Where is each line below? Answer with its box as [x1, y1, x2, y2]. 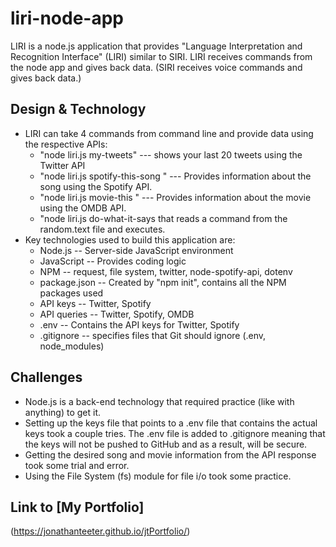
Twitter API [39, 159, 86, 171]
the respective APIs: [24, 138, 108, 150]
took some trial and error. [24, 459, 130, 471]
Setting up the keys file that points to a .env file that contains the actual [24, 417, 318, 429]
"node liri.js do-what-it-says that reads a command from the [39, 212, 288, 224]
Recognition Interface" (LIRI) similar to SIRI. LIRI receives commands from [10, 50, 313, 62]
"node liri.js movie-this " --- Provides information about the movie [39, 191, 312, 203]
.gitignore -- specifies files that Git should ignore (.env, [39, 329, 267, 341]
